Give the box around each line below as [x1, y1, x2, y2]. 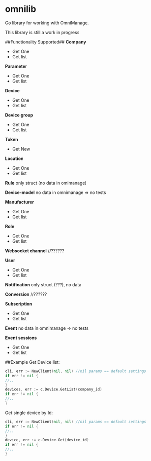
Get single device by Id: [5, 410, 53, 416]
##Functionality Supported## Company [5, 38, 86, 45]
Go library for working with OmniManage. [5, 20, 89, 26]
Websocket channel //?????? [5, 248, 64, 254]
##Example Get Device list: [5, 359, 60, 365]
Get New [12, 146, 30, 152]
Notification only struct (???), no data [5, 281, 82, 287]
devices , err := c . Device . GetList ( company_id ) [5, 387, 102, 392]
